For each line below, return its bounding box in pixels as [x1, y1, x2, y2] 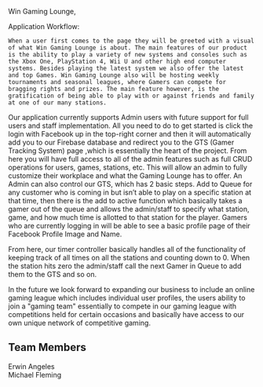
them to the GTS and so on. [8, 270, 97, 279]
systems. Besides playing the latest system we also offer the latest [8, 64, 244, 72]
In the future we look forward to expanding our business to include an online [8, 285, 255, 294]
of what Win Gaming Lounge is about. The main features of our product [8, 44, 247, 52]
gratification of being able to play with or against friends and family [8, 92, 255, 100]
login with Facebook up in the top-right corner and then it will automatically [8, 130, 251, 138]
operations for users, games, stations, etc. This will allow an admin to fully [8, 162, 247, 172]
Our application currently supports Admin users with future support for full [8, 113, 249, 122]
